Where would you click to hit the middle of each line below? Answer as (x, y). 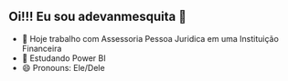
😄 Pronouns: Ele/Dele (64, 67)
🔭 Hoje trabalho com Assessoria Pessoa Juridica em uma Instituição (150, 38)
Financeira (42, 48)
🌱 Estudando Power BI (64, 58)
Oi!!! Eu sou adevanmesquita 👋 (98, 17)
